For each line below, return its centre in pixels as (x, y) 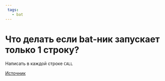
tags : (13, 10)
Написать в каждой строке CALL (39, 63)
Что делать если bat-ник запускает (82, 39)
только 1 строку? (42, 50)
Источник (15, 73)
